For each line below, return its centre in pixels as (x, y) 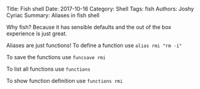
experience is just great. (37, 34)
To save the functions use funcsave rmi (56, 57)
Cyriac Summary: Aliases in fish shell (53, 15)
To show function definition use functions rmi (65, 81)
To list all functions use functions (48, 69)
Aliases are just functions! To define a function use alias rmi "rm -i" (94, 45)
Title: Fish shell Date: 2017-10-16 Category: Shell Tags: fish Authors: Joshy (100, 9)
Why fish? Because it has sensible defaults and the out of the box (89, 27)
